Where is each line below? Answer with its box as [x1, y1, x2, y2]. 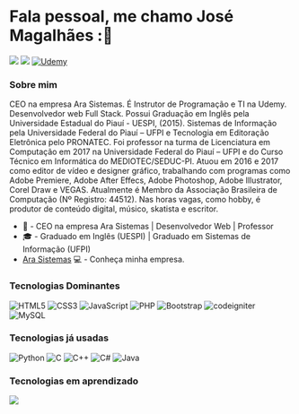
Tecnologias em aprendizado [9, 375, 139, 387]
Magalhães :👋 [9, 25, 114, 46]
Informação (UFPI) [22, 244, 92, 254]
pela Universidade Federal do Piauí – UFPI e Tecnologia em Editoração [9, 127, 269, 138]
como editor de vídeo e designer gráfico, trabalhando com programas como [9, 166, 291, 177]
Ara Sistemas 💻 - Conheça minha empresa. [22, 254, 185, 265]
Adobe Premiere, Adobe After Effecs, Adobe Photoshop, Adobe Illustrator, [9, 175, 283, 185]
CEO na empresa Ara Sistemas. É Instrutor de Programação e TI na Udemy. [9, 99, 287, 109]
